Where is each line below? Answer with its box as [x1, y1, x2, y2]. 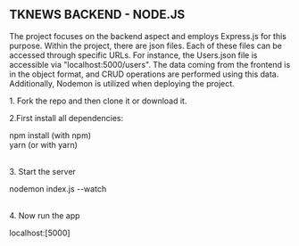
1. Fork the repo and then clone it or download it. [9, 95, 187, 106]
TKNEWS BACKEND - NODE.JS [9, 7, 186, 22]
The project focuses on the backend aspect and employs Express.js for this [9, 30, 287, 41]
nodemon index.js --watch [9, 183, 107, 194]
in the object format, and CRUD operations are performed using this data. [9, 69, 279, 79]
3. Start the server [9, 166, 76, 176]
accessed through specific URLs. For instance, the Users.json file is [9, 49, 258, 61]
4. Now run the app [9, 209, 80, 221]
